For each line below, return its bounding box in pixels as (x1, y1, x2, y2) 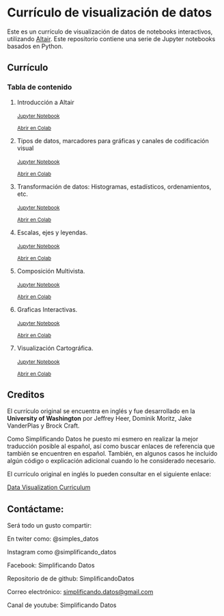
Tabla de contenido (7, 82, 72, 92)
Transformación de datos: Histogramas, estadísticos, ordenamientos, (16, 182, 212, 190)
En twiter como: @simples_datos (7, 534, 99, 543)
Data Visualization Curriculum (7, 483, 91, 491)
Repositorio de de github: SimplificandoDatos (7, 574, 135, 583)
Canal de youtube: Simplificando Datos (7, 601, 117, 609)
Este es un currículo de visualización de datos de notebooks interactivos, (7, 27, 213, 36)
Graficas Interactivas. (16, 305, 78, 313)
